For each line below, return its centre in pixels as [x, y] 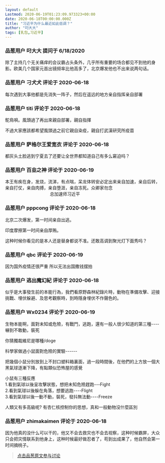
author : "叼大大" [22, 28]
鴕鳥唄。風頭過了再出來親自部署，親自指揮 [48, 120]
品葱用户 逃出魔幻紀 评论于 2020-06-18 [52, 280]
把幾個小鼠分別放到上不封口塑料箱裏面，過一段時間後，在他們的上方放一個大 [82, 361]
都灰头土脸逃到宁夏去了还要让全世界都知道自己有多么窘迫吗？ [68, 156]
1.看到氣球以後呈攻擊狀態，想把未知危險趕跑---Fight [58, 384]
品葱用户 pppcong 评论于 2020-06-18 [50, 208]
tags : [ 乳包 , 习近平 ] [24, 33]
